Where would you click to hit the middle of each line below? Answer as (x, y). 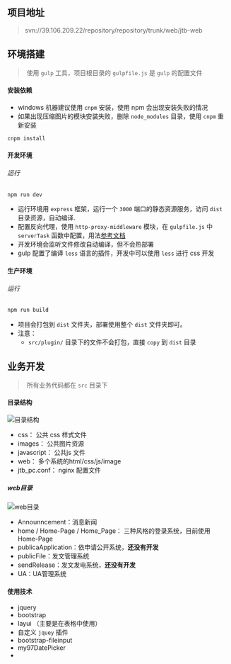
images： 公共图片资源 (51, 444)
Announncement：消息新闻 (57, 522)
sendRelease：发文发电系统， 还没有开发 (77, 565)
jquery (27, 607)
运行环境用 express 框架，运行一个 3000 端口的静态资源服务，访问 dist (120, 209)
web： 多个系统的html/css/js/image (69, 461)
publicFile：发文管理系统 (53, 556)
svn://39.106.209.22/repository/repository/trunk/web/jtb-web (113, 30)
